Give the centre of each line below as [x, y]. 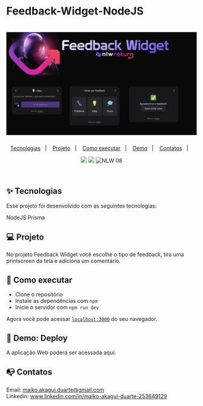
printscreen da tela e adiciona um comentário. [63, 261]
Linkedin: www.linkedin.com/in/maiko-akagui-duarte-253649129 [87, 396]
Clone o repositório [39, 294]
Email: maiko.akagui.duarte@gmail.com [55, 390]
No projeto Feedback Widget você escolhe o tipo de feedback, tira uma [95, 255]
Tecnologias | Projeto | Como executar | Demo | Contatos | [99, 148]
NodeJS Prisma [26, 217]
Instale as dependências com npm [56, 301]
